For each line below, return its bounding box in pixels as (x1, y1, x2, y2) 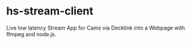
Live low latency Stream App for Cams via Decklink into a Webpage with (6, 24, 186, 31)
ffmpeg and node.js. (6, 30, 57, 37)
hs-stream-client (6, 4, 93, 18)
